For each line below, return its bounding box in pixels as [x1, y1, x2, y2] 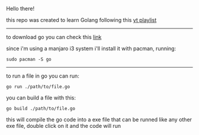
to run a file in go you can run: [6, 72, 80, 79]
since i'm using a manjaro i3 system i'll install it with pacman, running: [6, 45, 176, 52]
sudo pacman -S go [6, 56, 52, 62]
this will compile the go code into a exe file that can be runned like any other [6, 116, 192, 123]
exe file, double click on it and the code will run [6, 123, 121, 129]
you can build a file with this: [6, 94, 76, 101]
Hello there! [6, 5, 34, 12]
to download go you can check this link [6, 34, 102, 40]
